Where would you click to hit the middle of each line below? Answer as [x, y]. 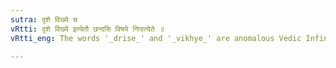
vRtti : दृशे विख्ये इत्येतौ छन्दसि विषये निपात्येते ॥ [87, 29]
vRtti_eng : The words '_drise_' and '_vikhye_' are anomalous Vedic [156, 38]
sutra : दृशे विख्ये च [44, 19]
